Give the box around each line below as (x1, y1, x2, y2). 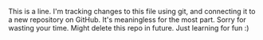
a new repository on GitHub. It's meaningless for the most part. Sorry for (8, 15, 247, 24)
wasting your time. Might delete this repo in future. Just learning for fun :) (8, 24, 249, 32)
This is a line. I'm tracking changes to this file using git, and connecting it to (8, 7, 257, 16)
